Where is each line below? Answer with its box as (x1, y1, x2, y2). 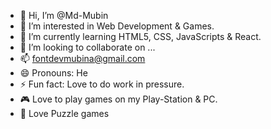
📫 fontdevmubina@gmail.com (19, 53, 146, 64)
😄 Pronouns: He (19, 67, 88, 79)
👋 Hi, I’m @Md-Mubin (19, 10, 109, 21)
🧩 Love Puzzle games (19, 108, 110, 119)
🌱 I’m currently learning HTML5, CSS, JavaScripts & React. (19, 31, 262, 42)
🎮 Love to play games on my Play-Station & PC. (19, 93, 218, 105)
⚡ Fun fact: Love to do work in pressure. (19, 78, 185, 90)
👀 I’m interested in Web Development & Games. (19, 20, 215, 32)
